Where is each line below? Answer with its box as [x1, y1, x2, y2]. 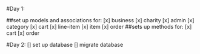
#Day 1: [6, 5, 25, 12]
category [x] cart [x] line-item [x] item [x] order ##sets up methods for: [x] [6, 23, 192, 30]
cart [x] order [6, 29, 40, 37]
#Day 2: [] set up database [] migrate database [6, 41, 124, 48]
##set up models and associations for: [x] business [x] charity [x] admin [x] [6, 17, 195, 23]
